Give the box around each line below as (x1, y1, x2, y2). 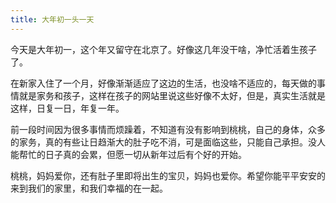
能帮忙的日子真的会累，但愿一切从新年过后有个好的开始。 (10, 148, 247, 160)
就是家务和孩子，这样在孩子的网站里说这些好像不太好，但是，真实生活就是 (18, 89, 326, 101)
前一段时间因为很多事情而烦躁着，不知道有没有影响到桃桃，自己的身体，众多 (10, 123, 326, 135)
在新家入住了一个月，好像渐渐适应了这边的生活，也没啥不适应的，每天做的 (10, 77, 317, 89)
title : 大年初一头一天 (10, 14, 95, 25)
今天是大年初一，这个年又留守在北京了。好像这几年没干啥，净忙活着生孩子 (10, 43, 317, 55)
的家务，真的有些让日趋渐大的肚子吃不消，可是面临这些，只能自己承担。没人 (10, 136, 326, 148)
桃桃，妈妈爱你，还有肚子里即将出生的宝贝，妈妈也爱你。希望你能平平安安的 (10, 169, 326, 181)
